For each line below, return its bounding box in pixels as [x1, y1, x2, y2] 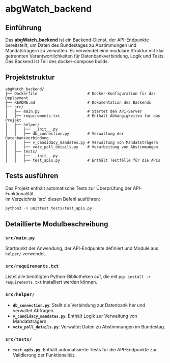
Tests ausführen [5, 171, 59, 180]
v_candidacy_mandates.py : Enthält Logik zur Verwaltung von [12, 313, 137, 319]
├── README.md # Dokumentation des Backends [5, 100, 152, 105]
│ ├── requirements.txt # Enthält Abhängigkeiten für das [5, 113, 160, 118]
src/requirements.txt [5, 263, 59, 269]
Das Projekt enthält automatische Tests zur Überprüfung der [5, 185, 132, 191]
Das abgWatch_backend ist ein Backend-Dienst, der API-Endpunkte [5, 37, 149, 43]
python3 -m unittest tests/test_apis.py [5, 205, 93, 211]
